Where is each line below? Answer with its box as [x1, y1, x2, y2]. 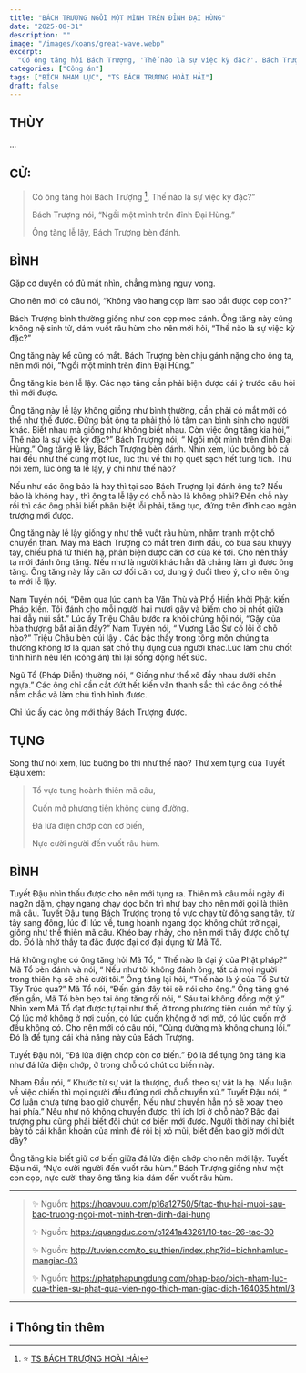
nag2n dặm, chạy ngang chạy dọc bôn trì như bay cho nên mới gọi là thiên [9, 898, 289, 909]
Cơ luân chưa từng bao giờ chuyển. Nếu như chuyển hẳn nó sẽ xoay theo [9, 1096, 284, 1107]
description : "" [9, 30, 71, 39]
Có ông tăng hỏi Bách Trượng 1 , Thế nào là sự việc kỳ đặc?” [31, 190, 256, 202]
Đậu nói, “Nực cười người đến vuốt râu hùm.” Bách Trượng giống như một [9, 1163, 284, 1174]
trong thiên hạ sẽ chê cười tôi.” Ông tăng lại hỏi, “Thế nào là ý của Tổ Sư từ [9, 974, 290, 985]
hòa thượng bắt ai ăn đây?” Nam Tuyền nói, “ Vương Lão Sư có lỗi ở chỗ [9, 623, 278, 634]
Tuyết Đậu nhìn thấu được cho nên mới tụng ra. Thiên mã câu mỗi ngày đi [9, 888, 285, 899]
